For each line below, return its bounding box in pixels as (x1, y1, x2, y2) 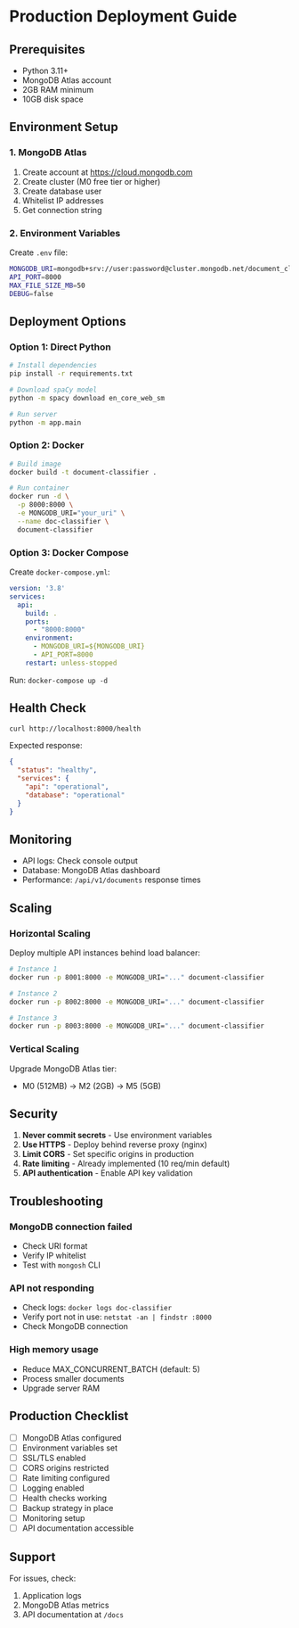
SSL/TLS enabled (21, 1452, 86, 1463)
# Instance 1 (9, 965, 58, 974)
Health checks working (21, 1492, 108, 1503)
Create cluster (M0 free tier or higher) (21, 176, 161, 186)
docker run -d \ (9, 492, 69, 501)
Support (9, 1549, 56, 1565)
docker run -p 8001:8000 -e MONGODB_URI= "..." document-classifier (9, 972, 265, 982)
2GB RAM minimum (21, 85, 94, 95)
